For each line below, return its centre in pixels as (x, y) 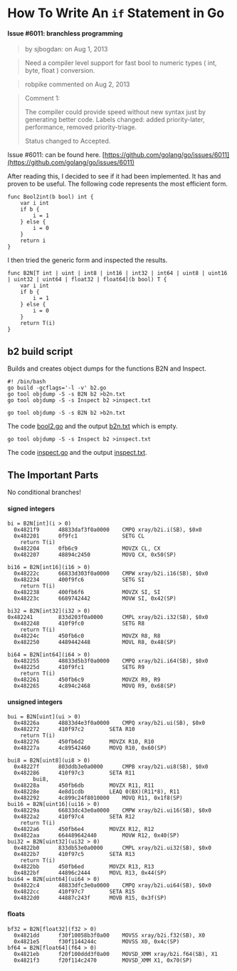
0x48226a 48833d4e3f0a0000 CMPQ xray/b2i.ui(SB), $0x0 (109, 723)
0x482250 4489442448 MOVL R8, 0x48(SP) (95, 643)
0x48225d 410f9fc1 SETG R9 (79, 668)
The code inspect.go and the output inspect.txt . (77, 453)
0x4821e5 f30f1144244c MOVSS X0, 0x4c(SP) (97, 941)
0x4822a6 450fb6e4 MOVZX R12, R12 (84, 830)
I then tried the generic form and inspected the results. (88, 260)
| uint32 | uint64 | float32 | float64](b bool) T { (87, 280)
